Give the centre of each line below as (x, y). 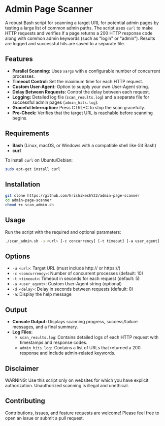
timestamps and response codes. (53, 342)
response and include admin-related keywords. (67, 353)
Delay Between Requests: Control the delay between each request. (81, 91)
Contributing (25, 401)
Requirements (27, 134)
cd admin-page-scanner (28, 200)
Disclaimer (22, 368)
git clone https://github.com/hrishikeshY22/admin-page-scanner (72, 196)
